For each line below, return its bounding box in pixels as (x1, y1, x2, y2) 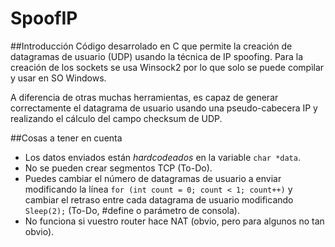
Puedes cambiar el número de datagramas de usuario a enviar (24, 172, 282, 184)
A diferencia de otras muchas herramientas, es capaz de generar (10, 91, 279, 103)
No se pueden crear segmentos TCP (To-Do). (24, 162, 213, 174)
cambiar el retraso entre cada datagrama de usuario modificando (24, 193, 294, 206)
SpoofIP (10, 7, 78, 30)
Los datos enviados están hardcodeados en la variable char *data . (24, 151, 301, 163)
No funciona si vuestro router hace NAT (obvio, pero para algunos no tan (24, 215, 325, 227)
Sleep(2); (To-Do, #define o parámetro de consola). (24, 204, 240, 216)
